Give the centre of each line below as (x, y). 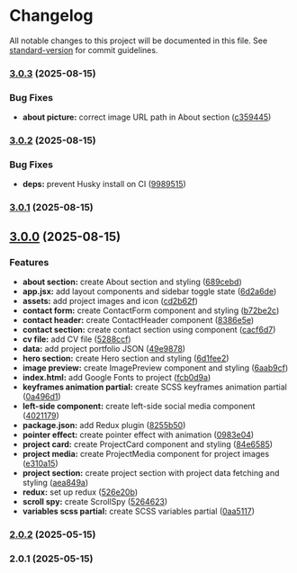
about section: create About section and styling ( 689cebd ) (132, 282)
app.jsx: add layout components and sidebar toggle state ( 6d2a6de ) (149, 291)
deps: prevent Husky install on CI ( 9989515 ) (104, 184)
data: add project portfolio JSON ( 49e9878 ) (104, 348)
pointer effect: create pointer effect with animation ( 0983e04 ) (138, 434)
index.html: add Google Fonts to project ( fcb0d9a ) (117, 377)
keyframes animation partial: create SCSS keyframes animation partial (155, 387)
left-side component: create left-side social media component (139, 406)
